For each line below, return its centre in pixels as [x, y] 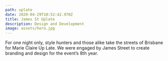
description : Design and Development [45, 24]
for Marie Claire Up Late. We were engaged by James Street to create [77, 48]
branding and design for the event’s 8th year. [52, 53]
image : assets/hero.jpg [30, 28]
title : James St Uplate [30, 19]
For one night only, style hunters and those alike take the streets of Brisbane [84, 42]
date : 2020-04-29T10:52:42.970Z [39, 14]
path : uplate [19, 10]
